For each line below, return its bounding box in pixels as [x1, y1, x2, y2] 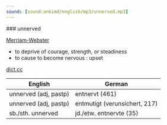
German [104, 79, 129, 88]
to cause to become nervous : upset [14, 54, 104, 61]
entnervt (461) [75, 89, 117, 98]
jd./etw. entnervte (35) [75, 109, 139, 117]
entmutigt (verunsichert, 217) [75, 99, 158, 107]
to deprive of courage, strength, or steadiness [14, 48, 127, 55]
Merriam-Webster [6, 36, 50, 43]
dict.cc [6, 66, 23, 73]
